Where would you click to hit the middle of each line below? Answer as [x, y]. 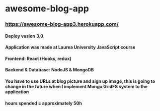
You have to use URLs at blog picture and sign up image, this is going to [80, 81]
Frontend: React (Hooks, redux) [38, 58]
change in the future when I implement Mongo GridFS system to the [77, 87]
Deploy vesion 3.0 [24, 36]
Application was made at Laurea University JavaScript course [70, 47]
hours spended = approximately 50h [43, 103]
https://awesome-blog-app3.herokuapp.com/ [62, 24]
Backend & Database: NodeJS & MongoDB [50, 70]
